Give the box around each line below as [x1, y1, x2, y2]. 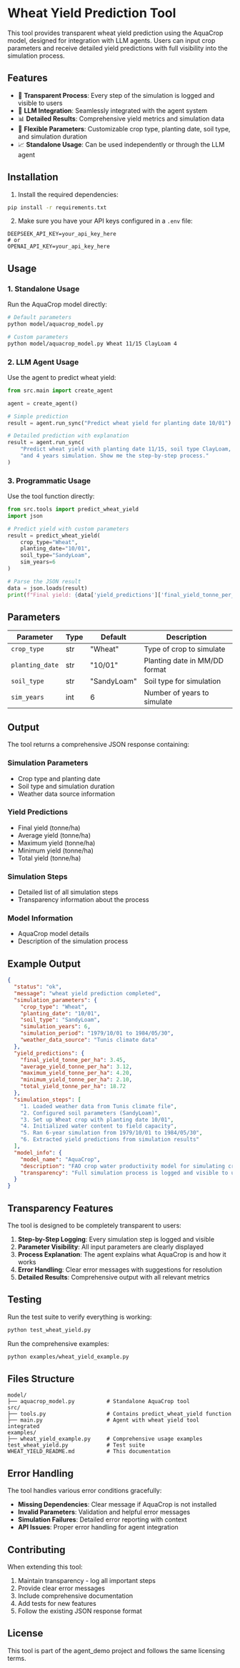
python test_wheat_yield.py [7, 1326, 91, 1333]
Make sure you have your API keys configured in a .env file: [17, 216, 193, 226]
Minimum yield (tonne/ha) [17, 846, 94, 855]
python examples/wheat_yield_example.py [7, 1353, 130, 1360]
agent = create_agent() [7, 400, 79, 407]
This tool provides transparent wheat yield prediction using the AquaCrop [7, 29, 224, 37]
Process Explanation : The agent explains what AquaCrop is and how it [17, 1250, 226, 1259]
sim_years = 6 [20, 558, 56, 566]
